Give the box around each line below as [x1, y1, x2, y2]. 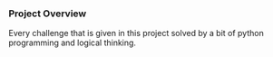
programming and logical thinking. [8, 37, 137, 48]
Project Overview [8, 7, 87, 20]
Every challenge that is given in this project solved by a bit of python [8, 28, 264, 39]
